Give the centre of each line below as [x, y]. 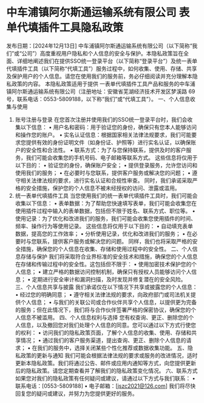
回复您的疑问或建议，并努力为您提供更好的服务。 [76, 393]
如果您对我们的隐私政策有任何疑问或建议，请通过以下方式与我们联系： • [105, 378]
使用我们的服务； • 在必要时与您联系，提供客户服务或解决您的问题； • [103, 173]
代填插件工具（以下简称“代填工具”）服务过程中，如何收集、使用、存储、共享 [102, 68]
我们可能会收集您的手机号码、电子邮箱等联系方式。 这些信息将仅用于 [112, 157]
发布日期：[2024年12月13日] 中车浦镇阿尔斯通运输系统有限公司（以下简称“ [99, 46]
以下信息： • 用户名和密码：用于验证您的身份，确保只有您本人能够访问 [109, 127]
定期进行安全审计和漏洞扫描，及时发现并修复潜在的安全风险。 [109, 279]
